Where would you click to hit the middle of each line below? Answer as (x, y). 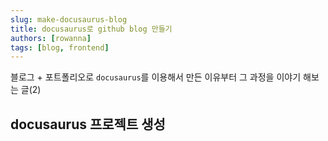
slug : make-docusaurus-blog (69, 19)
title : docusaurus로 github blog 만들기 (91, 29)
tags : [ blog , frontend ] (60, 47)
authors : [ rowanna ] (51, 38)
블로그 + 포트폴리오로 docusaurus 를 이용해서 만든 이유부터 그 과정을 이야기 (156, 77)
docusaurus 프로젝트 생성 (88, 124)
